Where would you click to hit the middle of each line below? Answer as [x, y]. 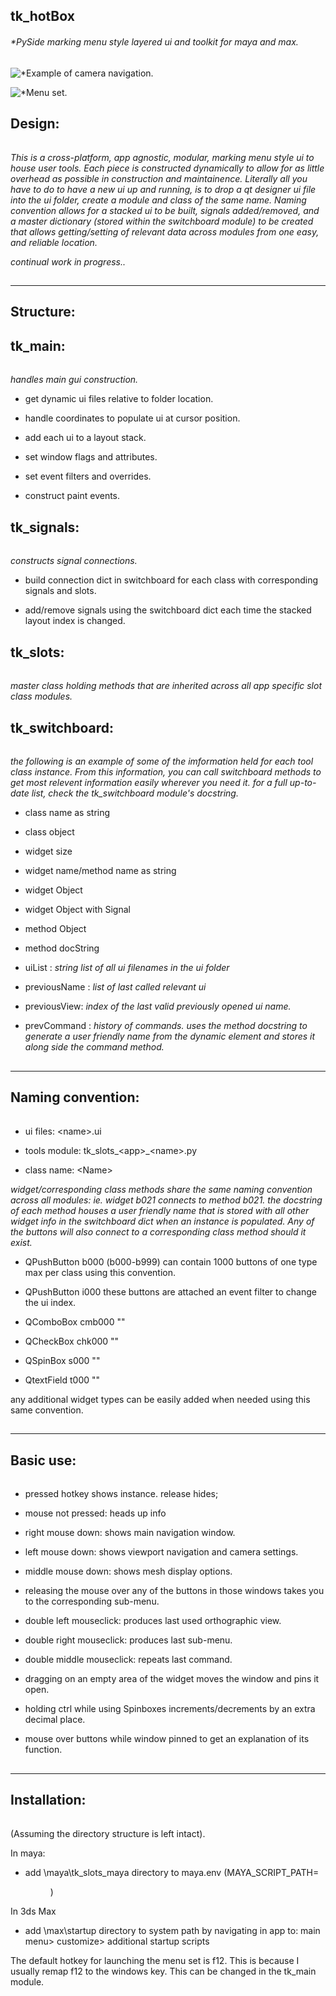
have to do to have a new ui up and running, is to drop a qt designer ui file [163, 189]
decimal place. [55, 1720]
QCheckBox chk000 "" [72, 1341]
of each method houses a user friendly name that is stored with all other [160, 1210]
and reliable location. [54, 242]
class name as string [67, 813]
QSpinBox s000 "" [62, 1360]
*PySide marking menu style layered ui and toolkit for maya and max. [154, 41]
